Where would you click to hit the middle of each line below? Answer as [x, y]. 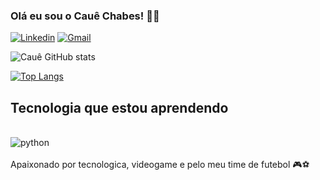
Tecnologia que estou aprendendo [119, 107]
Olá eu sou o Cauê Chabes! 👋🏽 [85, 16]
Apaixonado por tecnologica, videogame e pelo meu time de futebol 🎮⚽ [160, 165]
